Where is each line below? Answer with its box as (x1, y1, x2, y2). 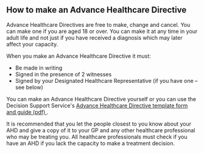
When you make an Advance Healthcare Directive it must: (6, 52, 151, 60)
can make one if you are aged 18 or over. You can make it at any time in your (6, 27, 198, 35)
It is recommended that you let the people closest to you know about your (6, 120, 192, 127)
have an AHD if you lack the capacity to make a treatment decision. (6, 140, 175, 147)
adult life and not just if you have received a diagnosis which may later (6, 34, 183, 41)
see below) (15, 84, 44, 91)
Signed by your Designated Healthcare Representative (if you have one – (15, 77, 198, 84)
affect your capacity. (6, 40, 58, 48)
